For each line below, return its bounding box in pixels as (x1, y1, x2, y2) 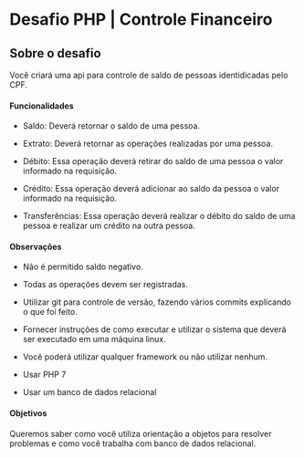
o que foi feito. (22, 307, 78, 317)
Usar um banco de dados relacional (22, 387, 157, 398)
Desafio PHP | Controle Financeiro (9, 9, 273, 30)
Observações (9, 241, 62, 252)
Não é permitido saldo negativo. (22, 261, 143, 273)
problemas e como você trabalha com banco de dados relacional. (9, 438, 257, 449)
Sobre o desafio (9, 46, 102, 61)
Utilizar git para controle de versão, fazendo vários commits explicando (22, 297, 292, 307)
